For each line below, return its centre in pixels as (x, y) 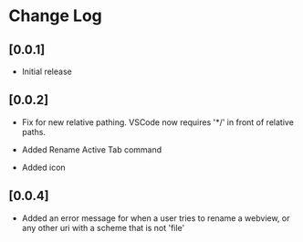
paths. (34, 132)
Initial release (47, 71)
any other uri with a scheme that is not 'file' (103, 227)
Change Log (55, 16)
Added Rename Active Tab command (92, 149)
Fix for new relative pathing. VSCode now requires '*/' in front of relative (157, 122)
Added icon (43, 167)
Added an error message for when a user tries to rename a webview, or (156, 218)
